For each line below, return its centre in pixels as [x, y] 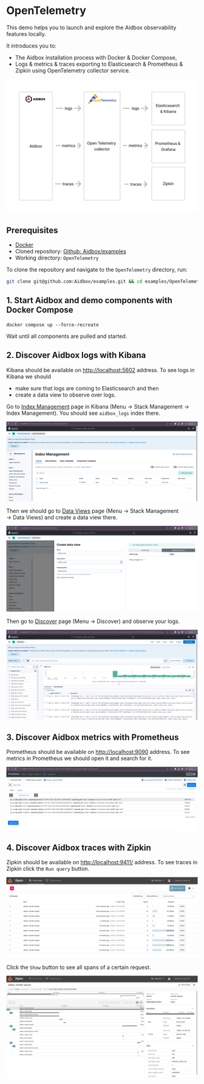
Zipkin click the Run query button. [48, 868]
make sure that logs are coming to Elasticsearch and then [87, 388]
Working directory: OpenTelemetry [57, 258]
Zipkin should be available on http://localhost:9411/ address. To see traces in [102, 862]
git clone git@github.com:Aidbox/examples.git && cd [74, 282]
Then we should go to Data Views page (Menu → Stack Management [93, 511]
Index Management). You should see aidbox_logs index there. [83, 413]
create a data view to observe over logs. [66, 395]
